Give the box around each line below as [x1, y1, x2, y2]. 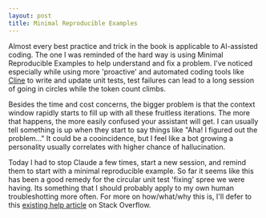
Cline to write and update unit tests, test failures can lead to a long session [8, 75, 255, 85]
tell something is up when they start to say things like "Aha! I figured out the [8, 125, 258, 135]
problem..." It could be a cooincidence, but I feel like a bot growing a [8, 133, 234, 143]
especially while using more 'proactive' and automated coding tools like [8, 67, 244, 76]
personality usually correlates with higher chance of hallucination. [8, 142, 226, 151]
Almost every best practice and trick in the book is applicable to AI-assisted [8, 41, 258, 50]
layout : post [8, 11, 52, 20]
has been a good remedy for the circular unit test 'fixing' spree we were [8, 174, 245, 184]
